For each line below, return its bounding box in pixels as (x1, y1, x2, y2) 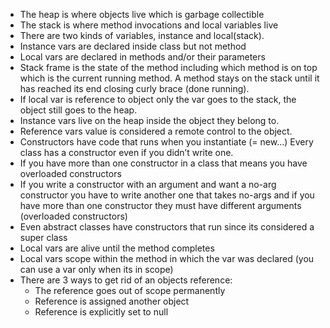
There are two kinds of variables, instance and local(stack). (19, 30, 265, 41)
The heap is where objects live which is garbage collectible (19, 9, 265, 20)
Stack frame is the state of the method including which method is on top (19, 62, 318, 73)
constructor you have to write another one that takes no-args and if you (19, 189, 315, 201)
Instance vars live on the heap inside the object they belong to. (19, 115, 280, 126)
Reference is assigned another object (34, 295, 190, 307)
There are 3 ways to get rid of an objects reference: (19, 274, 233, 286)
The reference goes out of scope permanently (34, 285, 226, 296)
